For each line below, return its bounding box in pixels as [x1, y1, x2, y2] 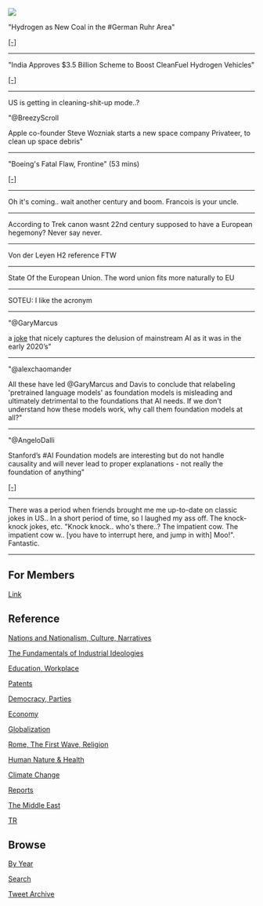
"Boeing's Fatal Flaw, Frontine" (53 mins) [8, 159, 140, 168]
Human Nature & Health [8, 754, 85, 764]
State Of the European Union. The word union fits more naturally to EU [8, 273, 235, 282]
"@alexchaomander [8, 364, 72, 374]
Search [8, 875, 31, 884]
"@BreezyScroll [8, 113, 59, 122]
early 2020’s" [8, 342, 52, 351]
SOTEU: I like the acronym [8, 296, 92, 305]
